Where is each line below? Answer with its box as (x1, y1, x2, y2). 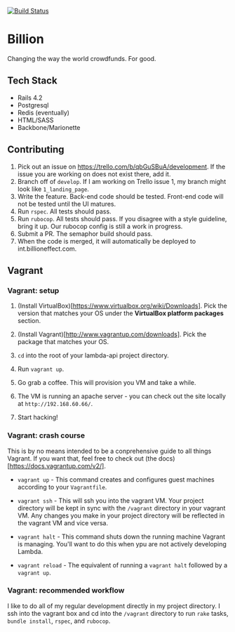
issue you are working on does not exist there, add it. (17, 169, 171, 178)
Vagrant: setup (7, 285, 60, 295)
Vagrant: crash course (7, 430, 86, 440)
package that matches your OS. (17, 338, 109, 346)
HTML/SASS (17, 116, 54, 124)
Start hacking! (17, 413, 58, 421)
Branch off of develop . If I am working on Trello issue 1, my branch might (17, 177, 227, 185)
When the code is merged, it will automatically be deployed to (17, 237, 196, 245)
